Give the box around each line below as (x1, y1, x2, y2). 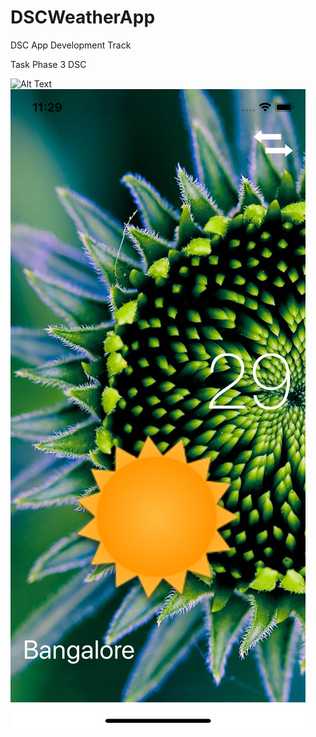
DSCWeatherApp (10, 6, 156, 29)
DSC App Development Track (10, 39, 132, 51)
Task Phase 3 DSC (10, 58, 87, 70)
